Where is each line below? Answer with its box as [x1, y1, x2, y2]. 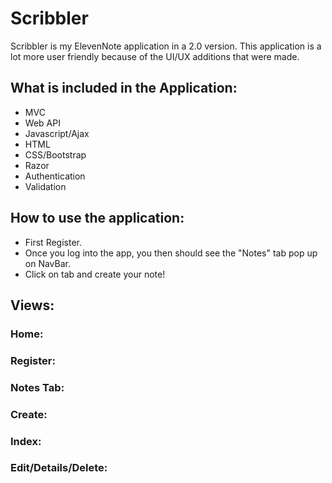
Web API [24, 117, 61, 129]
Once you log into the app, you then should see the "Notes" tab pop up [24, 247, 318, 259]
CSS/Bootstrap [24, 148, 87, 161]
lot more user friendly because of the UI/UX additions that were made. [10, 50, 300, 62]
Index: [10, 434, 42, 448]
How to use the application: [10, 210, 185, 227]
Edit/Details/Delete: [10, 461, 108, 475]
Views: [10, 297, 55, 314]
